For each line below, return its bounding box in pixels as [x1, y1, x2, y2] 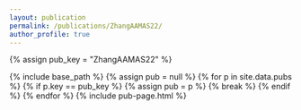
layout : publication [9, 13, 87, 22]
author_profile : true [9, 30, 91, 38]
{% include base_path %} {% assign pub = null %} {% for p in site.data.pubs [9, 72, 292, 82]
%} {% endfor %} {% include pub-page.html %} [9, 90, 187, 101]
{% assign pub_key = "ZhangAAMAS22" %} [9, 55, 173, 65]
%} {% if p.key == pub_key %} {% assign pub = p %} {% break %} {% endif [9, 81, 291, 92]
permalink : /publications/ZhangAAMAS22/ [9, 21, 164, 30]
